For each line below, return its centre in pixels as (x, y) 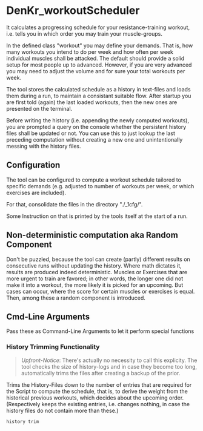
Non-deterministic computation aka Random (92, 235)
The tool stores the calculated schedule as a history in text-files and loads (98, 89)
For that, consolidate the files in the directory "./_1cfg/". (75, 204)
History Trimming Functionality (53, 347)
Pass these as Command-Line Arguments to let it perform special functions (100, 331)
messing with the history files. (44, 146)
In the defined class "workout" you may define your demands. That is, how (100, 45)
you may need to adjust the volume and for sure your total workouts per (96, 71)
